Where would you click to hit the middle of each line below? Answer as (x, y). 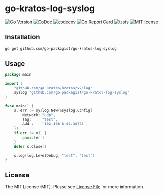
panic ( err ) (34, 137)
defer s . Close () (31, 146)
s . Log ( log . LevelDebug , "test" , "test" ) (54, 155)
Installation (22, 37)
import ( (14, 84)
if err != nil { (31, 133)
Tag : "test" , (40, 120)
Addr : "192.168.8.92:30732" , (56, 124)
